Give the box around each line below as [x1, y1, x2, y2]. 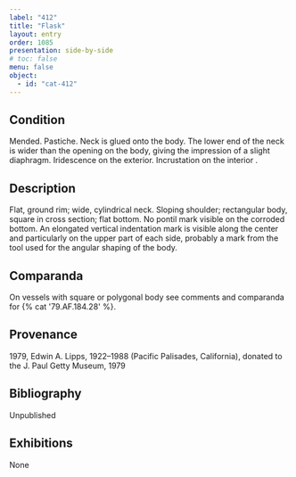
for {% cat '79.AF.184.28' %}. [9, 301, 117, 312]
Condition [9, 112, 65, 127]
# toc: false [9, 54, 58, 63]
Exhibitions [9, 436, 73, 451]
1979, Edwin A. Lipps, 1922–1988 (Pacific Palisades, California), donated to [9, 350, 283, 361]
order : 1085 [9, 37, 53, 47]
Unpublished [9, 409, 56, 420]
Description [9, 180, 76, 196]
